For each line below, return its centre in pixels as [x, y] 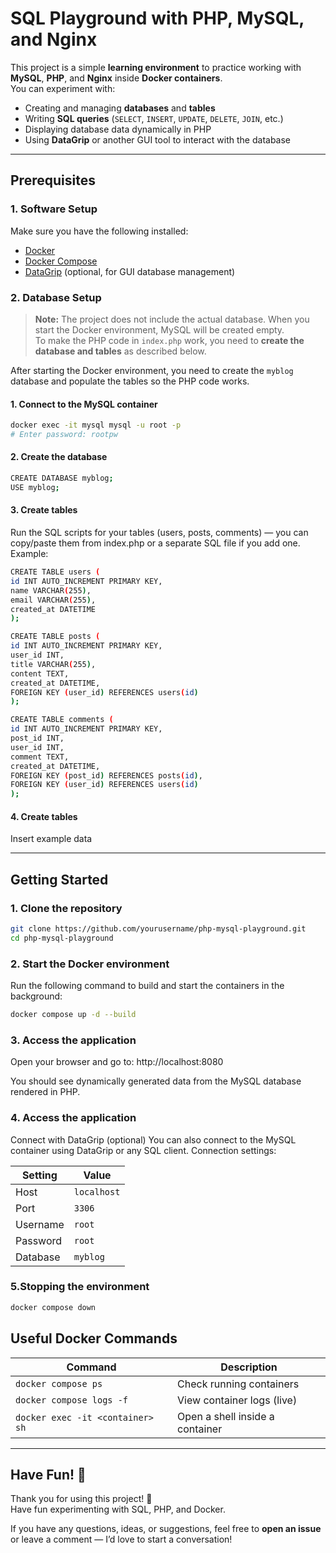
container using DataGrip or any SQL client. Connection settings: [143, 1150]
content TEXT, [40, 673]
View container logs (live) [237, 1400]
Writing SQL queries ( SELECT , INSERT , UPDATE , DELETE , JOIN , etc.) [154, 118]
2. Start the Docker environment [90, 964]
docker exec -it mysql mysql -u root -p [96, 425]
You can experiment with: [63, 88]
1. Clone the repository [66, 908]
